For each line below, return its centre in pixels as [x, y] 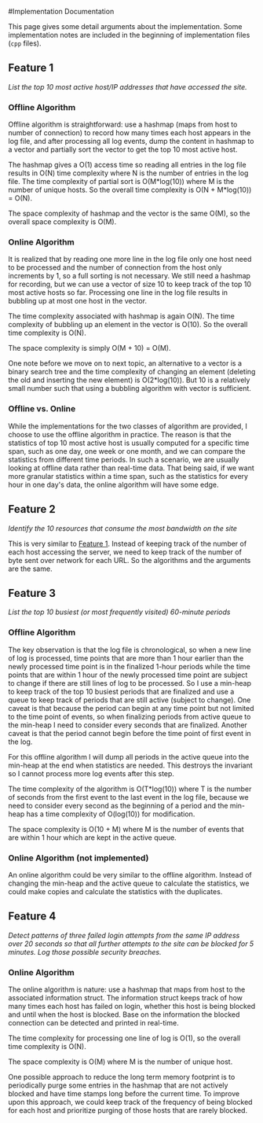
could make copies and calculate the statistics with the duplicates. [115, 891]
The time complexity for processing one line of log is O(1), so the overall [124, 1038]
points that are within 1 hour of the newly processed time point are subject [128, 675]
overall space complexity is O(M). [62, 222]
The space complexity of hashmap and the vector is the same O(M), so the [129, 214]
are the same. [30, 569]
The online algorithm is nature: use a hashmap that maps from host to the [127, 989]
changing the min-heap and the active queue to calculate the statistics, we [129, 883]
